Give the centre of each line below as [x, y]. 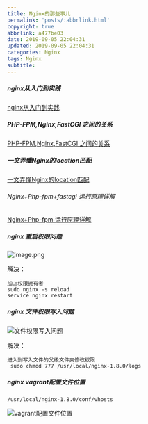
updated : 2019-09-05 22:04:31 [51, 46]
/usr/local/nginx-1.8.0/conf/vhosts [60, 399]
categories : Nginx [34, 53]
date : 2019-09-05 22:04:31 [46, 40]
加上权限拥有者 [25, 283]
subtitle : [22, 65]
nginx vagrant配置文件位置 [46, 382]
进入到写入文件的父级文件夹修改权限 [51, 360]
